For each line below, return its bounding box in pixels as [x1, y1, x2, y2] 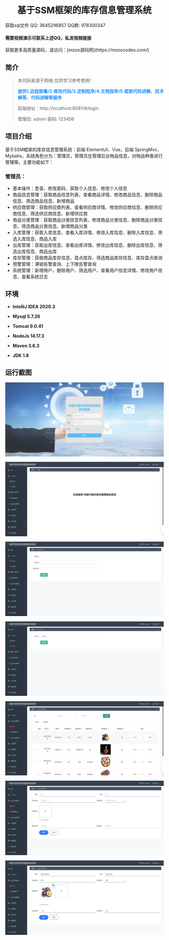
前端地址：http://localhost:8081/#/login [17, 105, 99, 111]
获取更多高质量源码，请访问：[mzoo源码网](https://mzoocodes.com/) [5, 47, 149, 53]
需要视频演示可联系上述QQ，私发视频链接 [5, 35, 92, 41]
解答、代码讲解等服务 [17, 94, 62, 100]
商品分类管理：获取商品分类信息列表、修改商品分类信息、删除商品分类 [12, 217, 158, 223]
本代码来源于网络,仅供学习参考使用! [17, 77, 91, 83]
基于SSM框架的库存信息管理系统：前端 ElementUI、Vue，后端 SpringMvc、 [5, 146, 162, 152]
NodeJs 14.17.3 [12, 333, 44, 339]
